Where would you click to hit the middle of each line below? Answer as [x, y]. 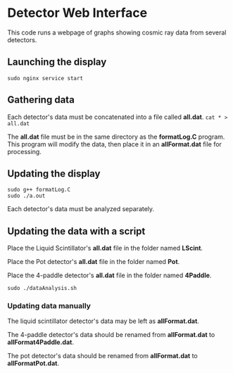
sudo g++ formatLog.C [39, 190]
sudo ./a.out [26, 196]
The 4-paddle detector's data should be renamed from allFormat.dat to [111, 335]
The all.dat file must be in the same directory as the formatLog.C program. [116, 137]
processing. [25, 151]
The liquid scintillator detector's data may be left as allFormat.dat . [103, 321]
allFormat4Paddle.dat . [40, 342]
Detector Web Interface [77, 13]
